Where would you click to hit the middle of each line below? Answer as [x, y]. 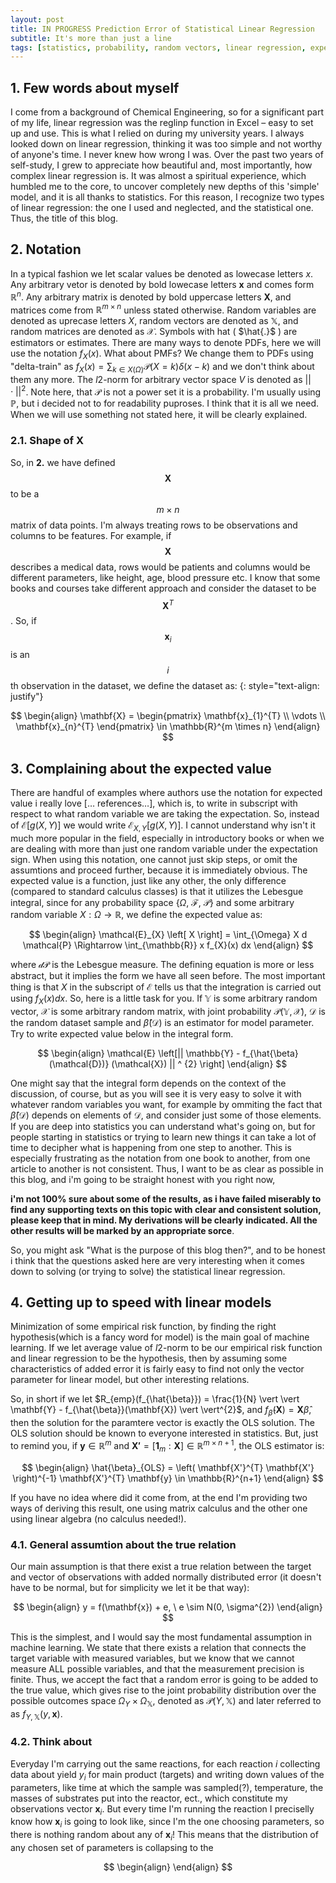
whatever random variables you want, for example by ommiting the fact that [166, 1104]
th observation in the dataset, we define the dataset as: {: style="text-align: [165, 686]
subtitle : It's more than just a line [91, 38]
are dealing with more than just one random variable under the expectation [164, 848]
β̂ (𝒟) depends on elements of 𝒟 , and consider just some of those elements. [166, 1115]
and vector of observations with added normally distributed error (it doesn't [166, 1577]
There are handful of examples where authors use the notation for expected [166, 792]
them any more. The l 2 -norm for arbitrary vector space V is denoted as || [161, 379]
